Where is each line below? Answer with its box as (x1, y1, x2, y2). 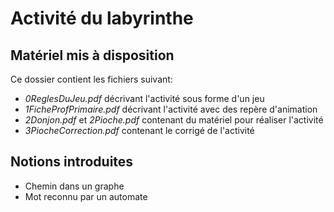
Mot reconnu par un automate (24, 190, 148, 202)
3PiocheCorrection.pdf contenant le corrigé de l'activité (24, 125, 255, 136)
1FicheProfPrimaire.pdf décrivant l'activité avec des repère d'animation (24, 103, 318, 115)
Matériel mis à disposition (10, 47, 175, 64)
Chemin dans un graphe (24, 180, 125, 192)
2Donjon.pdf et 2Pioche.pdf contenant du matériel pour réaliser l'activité (24, 114, 324, 126)
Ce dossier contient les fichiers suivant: (10, 73, 173, 85)
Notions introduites (10, 153, 134, 171)
